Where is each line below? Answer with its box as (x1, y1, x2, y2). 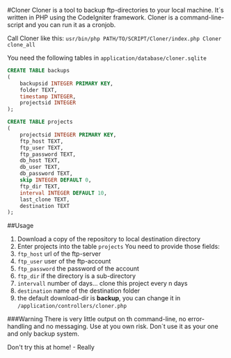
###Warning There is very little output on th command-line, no (7, 315, 186, 323)
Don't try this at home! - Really (7, 343, 95, 352)
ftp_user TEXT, (19, 144, 64, 152)
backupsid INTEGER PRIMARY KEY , (19, 80, 113, 87)
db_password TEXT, (19, 170, 73, 177)
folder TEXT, (19, 86, 58, 93)
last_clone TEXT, (19, 196, 70, 203)
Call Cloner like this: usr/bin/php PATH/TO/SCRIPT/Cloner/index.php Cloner (7, 34, 222, 42)
